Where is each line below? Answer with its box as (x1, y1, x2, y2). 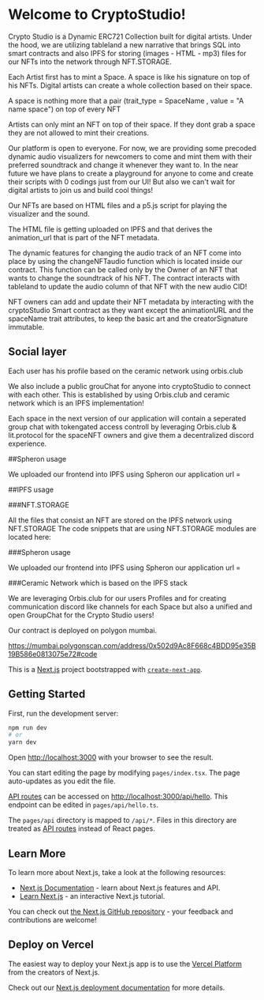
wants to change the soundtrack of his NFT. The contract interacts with (8, 273, 240, 282)
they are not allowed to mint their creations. (8, 128, 150, 138)
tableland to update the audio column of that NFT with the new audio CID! (8, 281, 247, 291)
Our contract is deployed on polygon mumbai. (8, 625, 158, 635)
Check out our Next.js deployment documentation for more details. (8, 983, 225, 992)
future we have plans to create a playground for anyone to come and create (8, 168, 254, 178)
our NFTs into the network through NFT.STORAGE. (8, 57, 172, 66)
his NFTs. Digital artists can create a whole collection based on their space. (8, 81, 253, 90)
